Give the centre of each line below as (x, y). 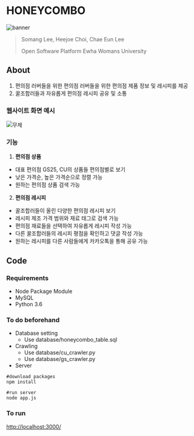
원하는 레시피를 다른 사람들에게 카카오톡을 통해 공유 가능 (82, 241)
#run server (21, 393)
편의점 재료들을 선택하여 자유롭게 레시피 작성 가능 (73, 226)
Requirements (28, 278)
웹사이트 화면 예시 (31, 110)
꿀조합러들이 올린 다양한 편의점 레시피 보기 (65, 211)
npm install (21, 382)
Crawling (26, 346)
